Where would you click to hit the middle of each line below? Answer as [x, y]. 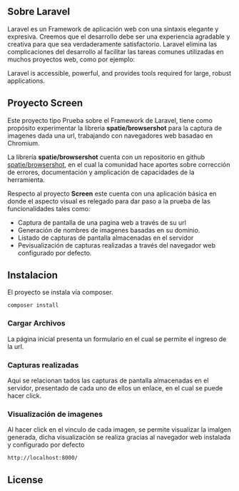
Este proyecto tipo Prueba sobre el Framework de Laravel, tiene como [110, 120]
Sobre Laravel [39, 12]
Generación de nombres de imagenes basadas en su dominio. [109, 230]
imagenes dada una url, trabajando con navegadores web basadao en [110, 136]
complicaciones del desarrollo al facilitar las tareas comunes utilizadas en [116, 51]
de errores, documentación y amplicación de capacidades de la [101, 172]
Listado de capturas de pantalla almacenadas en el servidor [106, 238]
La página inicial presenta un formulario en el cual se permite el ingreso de [117, 339]
